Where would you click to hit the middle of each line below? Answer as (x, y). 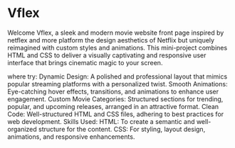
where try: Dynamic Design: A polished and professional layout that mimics (117, 76)
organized (22, 129)
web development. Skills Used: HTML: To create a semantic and (101, 121)
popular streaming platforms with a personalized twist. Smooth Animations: (117, 84)
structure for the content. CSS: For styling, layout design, (122, 129)
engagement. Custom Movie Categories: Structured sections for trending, (115, 99)
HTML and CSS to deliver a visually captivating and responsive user (107, 55)
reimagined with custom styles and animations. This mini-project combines (117, 47)
